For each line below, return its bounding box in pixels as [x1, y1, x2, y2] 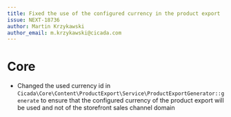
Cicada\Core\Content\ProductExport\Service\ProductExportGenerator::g [17, 90, 225, 97]
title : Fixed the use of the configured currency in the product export [7, 10, 221, 17]
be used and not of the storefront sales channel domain [17, 104, 175, 112]
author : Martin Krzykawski [7, 23, 85, 30]
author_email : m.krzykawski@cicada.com [7, 29, 122, 36]
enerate [17, 98, 39, 105]
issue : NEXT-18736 [7, 17, 60, 23]
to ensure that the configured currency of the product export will [40, 96, 224, 105]
